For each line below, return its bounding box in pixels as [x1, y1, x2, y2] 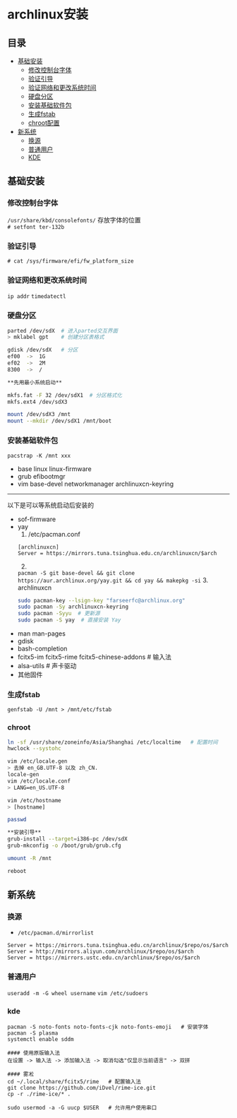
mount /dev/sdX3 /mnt [7, 411, 71, 418]
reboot [7, 867, 27, 874]
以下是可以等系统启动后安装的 [7, 501, 94, 509]
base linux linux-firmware [17, 464, 92, 473]
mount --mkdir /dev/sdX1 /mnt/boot [7, 417, 112, 424]
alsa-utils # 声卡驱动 [17, 662, 77, 670]
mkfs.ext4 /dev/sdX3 [7, 398, 68, 405]
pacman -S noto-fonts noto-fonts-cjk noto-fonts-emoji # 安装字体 [7, 1023, 209, 1030]
